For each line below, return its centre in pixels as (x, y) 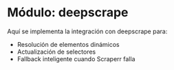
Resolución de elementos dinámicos (68, 44)
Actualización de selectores (56, 52)
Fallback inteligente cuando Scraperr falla (76, 58)
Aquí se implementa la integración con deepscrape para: (87, 31)
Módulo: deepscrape (68, 13)
